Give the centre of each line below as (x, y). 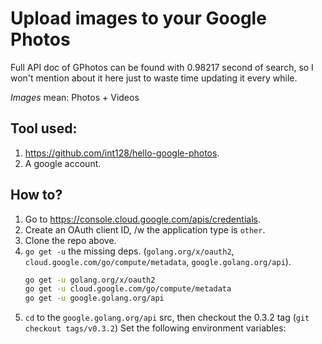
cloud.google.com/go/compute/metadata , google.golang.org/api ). (158, 261)
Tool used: (44, 128)
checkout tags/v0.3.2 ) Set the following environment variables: (155, 328)
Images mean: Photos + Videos (75, 97)
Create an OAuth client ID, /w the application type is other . (145, 229)
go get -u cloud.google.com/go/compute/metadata (128, 289)
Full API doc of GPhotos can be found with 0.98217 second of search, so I (162, 67)
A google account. (63, 163)
